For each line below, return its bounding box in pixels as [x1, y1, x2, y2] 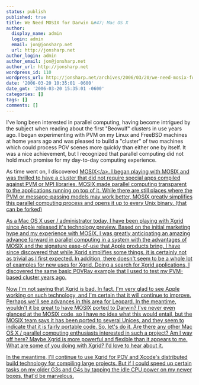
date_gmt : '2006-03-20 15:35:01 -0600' [6, 86, 105, 92]
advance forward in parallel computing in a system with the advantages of [6, 236, 187, 243]
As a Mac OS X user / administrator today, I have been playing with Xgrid [6, 217, 184, 224]
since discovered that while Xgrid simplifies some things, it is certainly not [6, 248, 187, 255]
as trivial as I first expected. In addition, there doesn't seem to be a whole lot [6, 255, 192, 262]
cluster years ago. [23, 274, 67, 281]
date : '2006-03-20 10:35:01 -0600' [6, 81, 94, 86]
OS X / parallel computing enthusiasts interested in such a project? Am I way [6, 329, 192, 336]
